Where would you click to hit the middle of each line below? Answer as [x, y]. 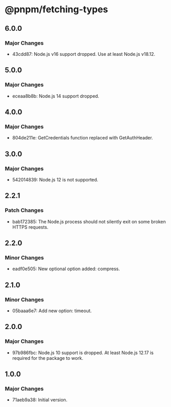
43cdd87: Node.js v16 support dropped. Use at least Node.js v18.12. [84, 54]
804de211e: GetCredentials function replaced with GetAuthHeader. [82, 138]
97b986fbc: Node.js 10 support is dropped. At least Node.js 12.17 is [83, 353]
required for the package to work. [48, 358]
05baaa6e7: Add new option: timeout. [52, 311]
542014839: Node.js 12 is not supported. [55, 179]
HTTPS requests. [30, 227]
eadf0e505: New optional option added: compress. [66, 269]
